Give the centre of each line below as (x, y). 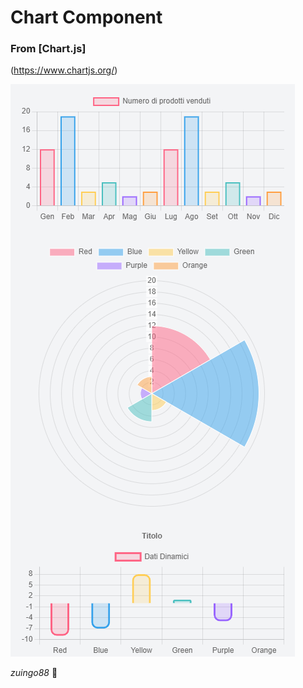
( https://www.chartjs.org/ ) (64, 70)
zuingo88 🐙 (34, 673)
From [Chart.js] (48, 49)
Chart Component (86, 17)
